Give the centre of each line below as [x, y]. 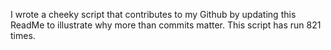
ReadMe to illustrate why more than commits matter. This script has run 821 [166, 25]
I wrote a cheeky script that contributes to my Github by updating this [153, 14]
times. [23, 35]
